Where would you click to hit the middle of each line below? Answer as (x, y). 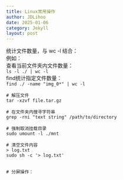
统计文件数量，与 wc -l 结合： (42, 51)
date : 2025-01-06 (27, 22)
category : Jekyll (27, 28)
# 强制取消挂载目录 (26, 129)
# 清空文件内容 (22, 145)
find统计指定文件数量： (34, 78)
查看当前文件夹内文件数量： (40, 66)
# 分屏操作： (20, 172)
